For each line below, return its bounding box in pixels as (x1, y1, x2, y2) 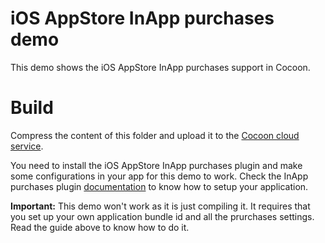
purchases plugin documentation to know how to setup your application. (10, 180, 309, 192)
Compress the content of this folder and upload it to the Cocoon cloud (10, 129, 300, 141)
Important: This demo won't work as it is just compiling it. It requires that (10, 200, 311, 212)
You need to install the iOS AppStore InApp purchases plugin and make (10, 159, 303, 171)
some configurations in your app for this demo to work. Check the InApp (10, 170, 309, 182)
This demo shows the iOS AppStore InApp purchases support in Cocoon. (10, 61, 311, 73)
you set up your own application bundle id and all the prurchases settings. (10, 210, 315, 222)
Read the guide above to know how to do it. (10, 221, 190, 233)
